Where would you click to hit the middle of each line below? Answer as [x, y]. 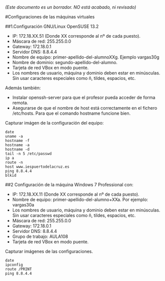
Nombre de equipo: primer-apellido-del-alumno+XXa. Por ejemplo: [80, 200]
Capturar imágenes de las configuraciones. [49, 251]
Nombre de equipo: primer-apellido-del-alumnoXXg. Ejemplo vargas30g [86, 57]
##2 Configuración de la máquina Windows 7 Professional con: [69, 185]
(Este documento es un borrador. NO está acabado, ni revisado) [71, 7]
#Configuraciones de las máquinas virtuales [50, 17]
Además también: [23, 88]
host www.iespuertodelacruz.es [37, 167]
